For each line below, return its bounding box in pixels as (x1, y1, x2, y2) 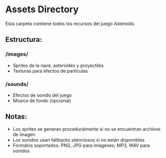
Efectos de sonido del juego (12, 92, 72, 98)
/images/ (5, 51, 28, 58)
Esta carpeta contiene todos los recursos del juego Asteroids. (5, 20, 136, 27)
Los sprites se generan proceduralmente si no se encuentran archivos (12, 126, 161, 132)
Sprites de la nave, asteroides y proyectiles (12, 62, 104, 69)
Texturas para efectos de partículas (12, 67, 88, 74)
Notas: (5, 112, 27, 121)
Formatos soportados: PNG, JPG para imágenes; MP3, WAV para (12, 142, 150, 148)
